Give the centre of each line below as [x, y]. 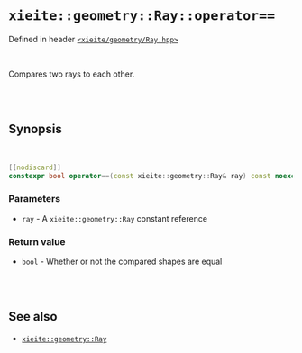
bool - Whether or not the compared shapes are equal [122, 262]
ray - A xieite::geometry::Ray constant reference [114, 218]
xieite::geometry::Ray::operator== [142, 16]
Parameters [34, 199]
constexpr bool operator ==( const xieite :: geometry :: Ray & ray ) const [140, 176]
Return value [37, 241]
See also [33, 317]
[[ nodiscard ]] [35, 167]
